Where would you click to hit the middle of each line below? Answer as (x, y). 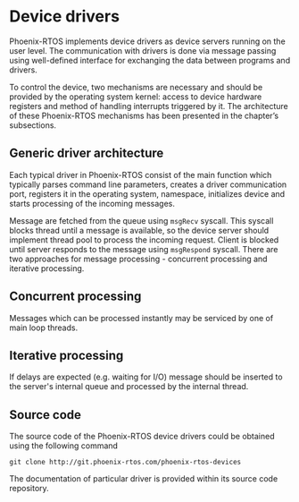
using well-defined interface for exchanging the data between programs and (150, 60)
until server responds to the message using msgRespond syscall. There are (144, 249)
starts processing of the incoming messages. (92, 203)
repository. (29, 489)
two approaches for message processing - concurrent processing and (138, 259)
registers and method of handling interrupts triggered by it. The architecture (149, 106)
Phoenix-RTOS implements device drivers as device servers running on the (147, 41)
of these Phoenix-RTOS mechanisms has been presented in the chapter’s (144, 115)
